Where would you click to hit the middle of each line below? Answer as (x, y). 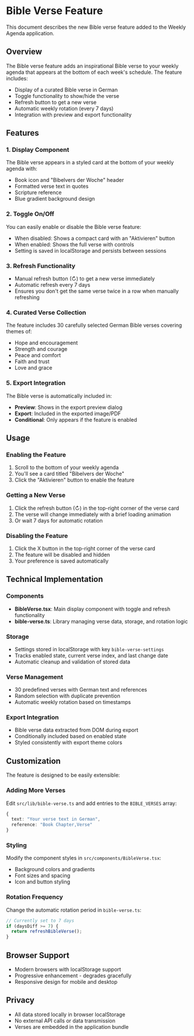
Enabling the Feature (36, 455)
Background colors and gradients (55, 869)
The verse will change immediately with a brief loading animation (93, 514)
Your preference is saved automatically (62, 561)
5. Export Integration (36, 383)
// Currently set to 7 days (40, 920)
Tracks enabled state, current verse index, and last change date (91, 655)
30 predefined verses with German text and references (81, 690)
